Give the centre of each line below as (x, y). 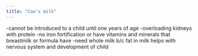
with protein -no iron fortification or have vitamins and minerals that (88, 34)
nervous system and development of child (57, 47)
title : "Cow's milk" (32, 11)
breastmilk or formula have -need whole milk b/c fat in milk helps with (91, 40)
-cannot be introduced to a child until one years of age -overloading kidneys (99, 28)
